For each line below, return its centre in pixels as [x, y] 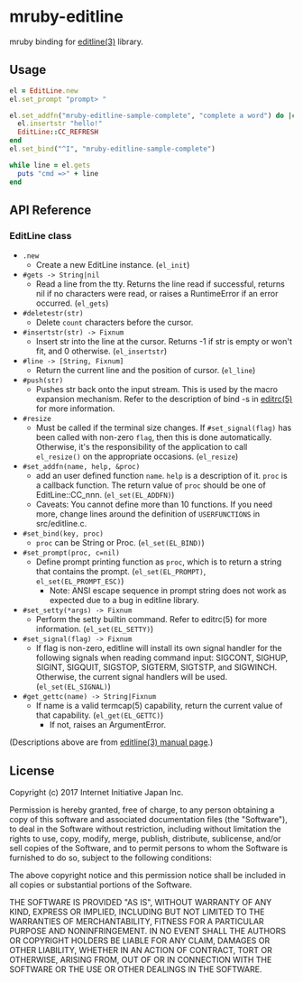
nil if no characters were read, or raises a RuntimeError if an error [157, 294]
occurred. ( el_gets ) [72, 303]
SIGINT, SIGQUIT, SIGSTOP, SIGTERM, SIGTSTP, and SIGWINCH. [156, 667]
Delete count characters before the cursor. [115, 323]
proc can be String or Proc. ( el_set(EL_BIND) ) [120, 543]
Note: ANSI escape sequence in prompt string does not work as [168, 591]
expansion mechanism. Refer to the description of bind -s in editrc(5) [164, 399]
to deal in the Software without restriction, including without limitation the [145, 829]
